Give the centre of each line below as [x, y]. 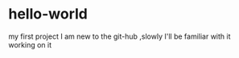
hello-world [48, 14]
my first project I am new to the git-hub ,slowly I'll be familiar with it [119, 36]
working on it [30, 44]
